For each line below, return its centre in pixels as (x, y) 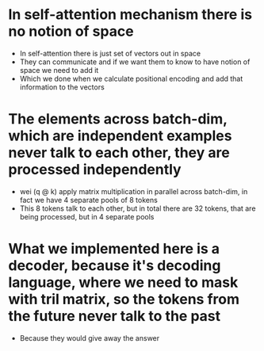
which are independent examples (120, 136)
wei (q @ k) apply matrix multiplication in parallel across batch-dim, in (134, 191)
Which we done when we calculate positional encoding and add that (131, 78)
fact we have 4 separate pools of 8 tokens (89, 200)
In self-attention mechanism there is (130, 15)
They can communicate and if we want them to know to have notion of (135, 62)
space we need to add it (59, 70)
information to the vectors (62, 87)
